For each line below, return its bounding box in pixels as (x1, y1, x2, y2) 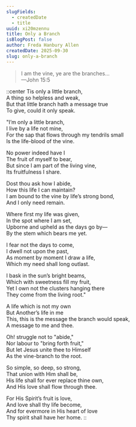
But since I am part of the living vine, (6, 162, 97, 169)
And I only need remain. (6, 199, 65, 206)
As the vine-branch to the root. (6, 352, 83, 359)
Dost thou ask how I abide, (6, 180, 72, 187)
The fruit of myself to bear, (6, 155, 72, 162)
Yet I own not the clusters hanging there (6, 284, 105, 292)
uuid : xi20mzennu (6, 25, 50, 32)
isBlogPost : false (6, 37, 52, 43)
